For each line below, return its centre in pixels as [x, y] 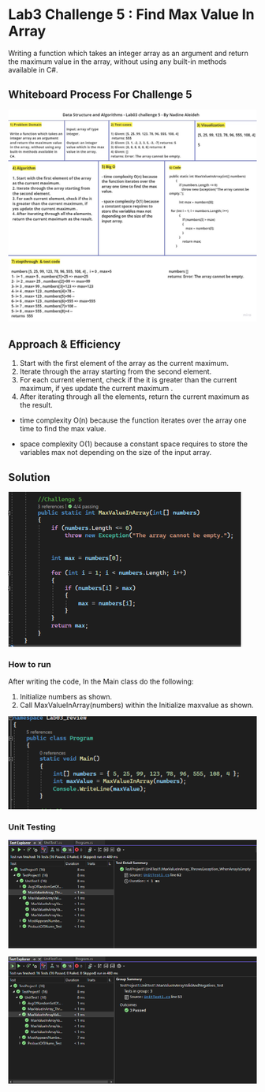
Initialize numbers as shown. [66, 697]
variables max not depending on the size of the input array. [115, 453]
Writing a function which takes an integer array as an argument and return [128, 53]
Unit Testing [32, 827]
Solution [29, 477]
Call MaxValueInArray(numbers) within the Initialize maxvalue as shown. [136, 705]
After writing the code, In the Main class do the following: [101, 682]
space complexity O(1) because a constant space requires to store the [134, 444]
